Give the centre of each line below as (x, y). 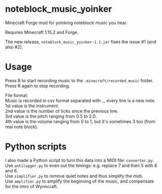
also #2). (14, 47)
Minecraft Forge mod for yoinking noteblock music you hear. (66, 23)
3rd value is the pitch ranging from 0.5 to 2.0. (51, 116)
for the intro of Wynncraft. (32, 186)
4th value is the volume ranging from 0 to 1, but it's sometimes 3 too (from (80, 121)
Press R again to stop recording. (38, 86)
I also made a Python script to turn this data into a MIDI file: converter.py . (80, 160)
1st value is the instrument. (32, 106)
